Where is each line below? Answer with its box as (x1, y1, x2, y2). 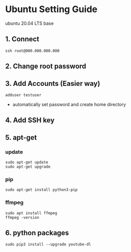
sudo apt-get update (5, 160, 49, 165)
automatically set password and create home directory (12, 101, 126, 107)
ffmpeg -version (5, 215, 39, 220)
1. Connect (5, 35, 39, 43)
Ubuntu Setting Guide (5, 4, 98, 15)
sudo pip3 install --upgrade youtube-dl (5, 242, 92, 247)
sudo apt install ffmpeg (5, 211, 57, 216)
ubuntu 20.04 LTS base (5, 20, 54, 26)
